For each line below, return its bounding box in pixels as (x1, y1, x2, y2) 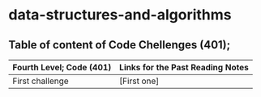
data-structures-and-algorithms (8, 6, 233, 24)
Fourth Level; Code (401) (12, 62, 112, 73)
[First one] (118, 75, 160, 86)
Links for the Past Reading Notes (118, 62, 249, 73)
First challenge (12, 75, 69, 86)
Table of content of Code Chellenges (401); (8, 38, 231, 52)
